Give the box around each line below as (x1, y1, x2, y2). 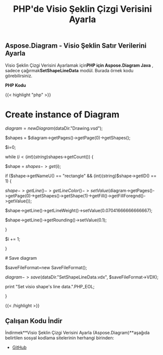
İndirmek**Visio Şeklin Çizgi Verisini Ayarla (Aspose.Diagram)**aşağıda (5, 330, 150, 336)
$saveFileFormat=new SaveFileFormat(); (5, 264, 87, 271)
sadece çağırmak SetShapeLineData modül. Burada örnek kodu (5, 67, 134, 73)
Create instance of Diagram (5, 109, 120, 120)
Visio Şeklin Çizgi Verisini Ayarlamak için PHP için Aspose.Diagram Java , (5, 62, 154, 68)
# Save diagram (5, 255, 37, 261)
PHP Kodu (5, 82, 26, 88)
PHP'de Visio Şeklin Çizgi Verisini (13, 3, 152, 15)
